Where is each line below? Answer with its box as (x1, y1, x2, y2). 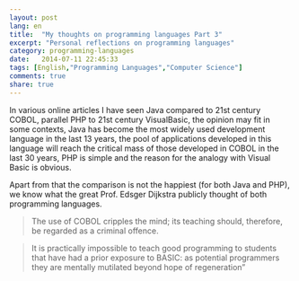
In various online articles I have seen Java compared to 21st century (9, 104, 261, 115)
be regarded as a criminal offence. (31, 225, 159, 236)
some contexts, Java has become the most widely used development (9, 123, 266, 135)
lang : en (9, 22, 42, 31)
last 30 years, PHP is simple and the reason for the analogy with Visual (9, 152, 271, 162)
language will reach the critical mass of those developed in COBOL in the (9, 143, 280, 154)
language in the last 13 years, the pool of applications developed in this (9, 133, 272, 144)
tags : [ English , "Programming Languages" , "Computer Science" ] (9, 64, 243, 73)
